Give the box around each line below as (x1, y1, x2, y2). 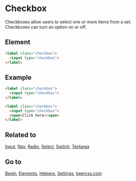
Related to (5, 131, 36, 139)
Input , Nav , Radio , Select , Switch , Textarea (5, 144, 90, 150)
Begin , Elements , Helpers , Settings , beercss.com (5, 170, 102, 176)
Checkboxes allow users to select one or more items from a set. (5, 19, 132, 25)
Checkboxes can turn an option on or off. (5, 24, 87, 30)
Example (5, 73, 32, 81)
